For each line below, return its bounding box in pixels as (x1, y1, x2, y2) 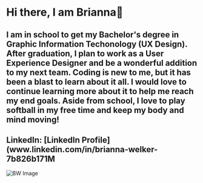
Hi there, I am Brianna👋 (6, 5, 124, 19)
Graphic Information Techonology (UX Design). (6, 39, 188, 49)
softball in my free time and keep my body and (6, 105, 185, 115)
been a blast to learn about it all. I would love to (6, 77, 187, 87)
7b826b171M (6, 153, 56, 164)
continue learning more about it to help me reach (6, 86, 194, 96)
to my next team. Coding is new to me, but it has (6, 67, 191, 77)
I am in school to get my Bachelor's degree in (6, 30, 179, 40)
